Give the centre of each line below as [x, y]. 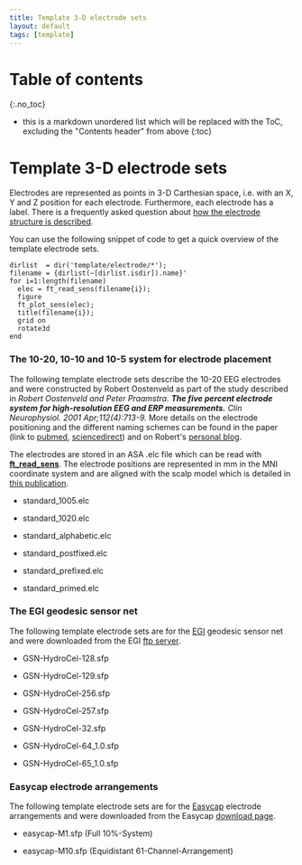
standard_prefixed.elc [63, 570]
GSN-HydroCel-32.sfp [64, 728]
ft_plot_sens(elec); [56, 305]
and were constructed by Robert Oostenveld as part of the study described [149, 389]
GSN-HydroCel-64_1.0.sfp [71, 746]
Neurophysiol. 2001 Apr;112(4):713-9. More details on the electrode [134, 418]
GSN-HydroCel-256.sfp [66, 693]
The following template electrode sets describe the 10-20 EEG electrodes [145, 379]
